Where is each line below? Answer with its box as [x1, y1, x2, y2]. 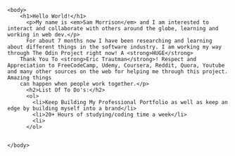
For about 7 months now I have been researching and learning [25, 37, 212, 44]
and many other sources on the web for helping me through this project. [7, 68, 229, 75]
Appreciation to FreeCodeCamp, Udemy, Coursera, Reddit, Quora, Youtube [7, 62, 225, 69]
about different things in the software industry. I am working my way [7, 44, 222, 51]
